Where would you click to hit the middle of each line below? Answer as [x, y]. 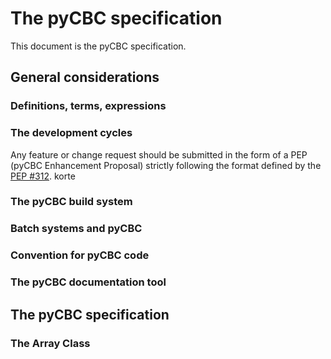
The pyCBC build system [71, 202]
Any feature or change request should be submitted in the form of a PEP [159, 154]
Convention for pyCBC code [80, 255]
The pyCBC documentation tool [88, 282]
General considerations [85, 77]
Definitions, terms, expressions [88, 106]
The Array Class [50, 343]
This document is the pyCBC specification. [98, 46]
